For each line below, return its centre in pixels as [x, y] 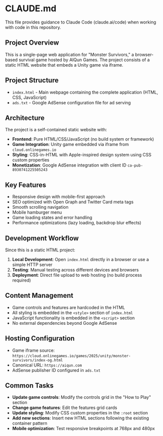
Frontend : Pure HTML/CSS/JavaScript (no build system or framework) [83, 139]
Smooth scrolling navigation [40, 207]
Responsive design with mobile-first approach [58, 197]
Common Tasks [29, 386]
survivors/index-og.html [37, 360]
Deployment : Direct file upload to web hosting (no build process [77, 275]
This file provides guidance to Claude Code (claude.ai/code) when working [81, 22]
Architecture [25, 118]
